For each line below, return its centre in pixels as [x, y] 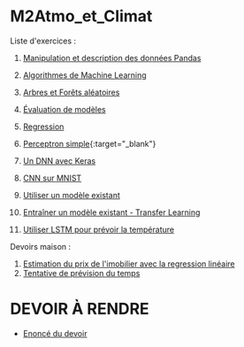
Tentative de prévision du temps [81, 273]
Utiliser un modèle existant [71, 195]
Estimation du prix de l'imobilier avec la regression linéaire [129, 264]
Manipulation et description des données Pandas [112, 58]
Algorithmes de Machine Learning [84, 75]
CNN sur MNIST [52, 178]
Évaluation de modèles [64, 109]
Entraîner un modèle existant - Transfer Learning [111, 212]
